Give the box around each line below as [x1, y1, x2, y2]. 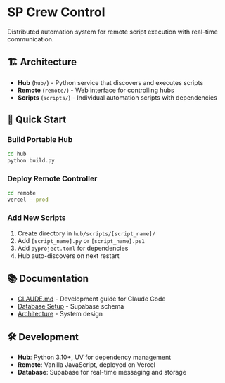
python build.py [7, 157, 55, 164]
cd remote [7, 190, 37, 197]
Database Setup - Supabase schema [17, 302, 124, 311]
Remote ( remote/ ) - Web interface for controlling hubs [17, 86, 174, 94]
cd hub [7, 150, 27, 158]
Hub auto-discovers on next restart [17, 251, 120, 260]
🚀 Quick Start [7, 114, 67, 126]
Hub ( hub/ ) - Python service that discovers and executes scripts [17, 78, 204, 86]
